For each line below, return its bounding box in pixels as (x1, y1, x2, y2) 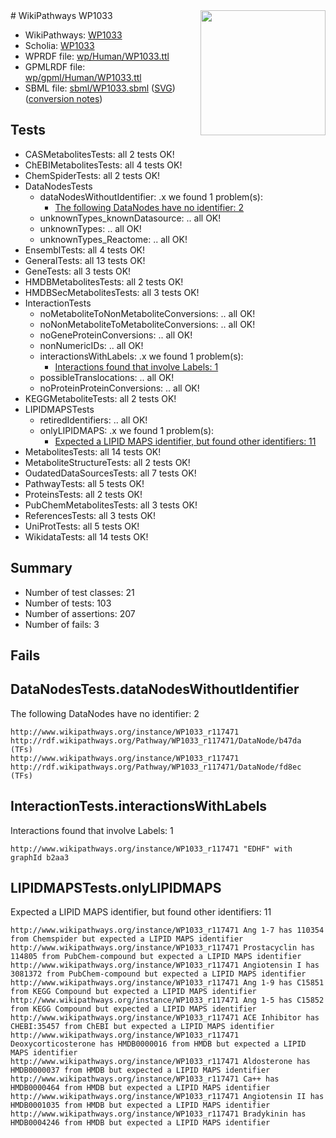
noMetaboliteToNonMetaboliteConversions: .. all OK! (39, 307, 256, 319)
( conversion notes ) (24, 93, 103, 104)
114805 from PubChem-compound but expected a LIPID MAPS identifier (10, 952, 302, 962)
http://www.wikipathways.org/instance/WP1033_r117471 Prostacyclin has (10, 943, 315, 953)
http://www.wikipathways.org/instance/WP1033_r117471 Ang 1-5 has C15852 (10, 995, 325, 1006)
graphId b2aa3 (10, 852, 70, 863)
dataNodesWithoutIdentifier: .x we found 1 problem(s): (39, 190, 263, 203)
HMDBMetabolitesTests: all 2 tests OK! (24, 275, 184, 288)
